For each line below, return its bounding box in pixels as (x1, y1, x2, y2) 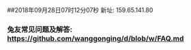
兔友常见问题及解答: (7, 25, 73, 34)
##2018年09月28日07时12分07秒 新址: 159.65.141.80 (7, 6, 153, 14)
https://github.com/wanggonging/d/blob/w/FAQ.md (7, 34, 184, 43)
